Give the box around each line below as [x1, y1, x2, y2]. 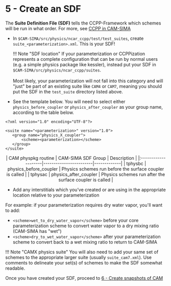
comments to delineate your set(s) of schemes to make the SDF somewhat [5, 259, 162, 266]
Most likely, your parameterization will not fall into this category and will [12, 78, 163, 84]
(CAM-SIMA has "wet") [12, 228, 62, 234]
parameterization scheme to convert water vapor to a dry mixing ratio [12, 223, 159, 229]
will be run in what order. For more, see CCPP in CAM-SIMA [5, 25, 131, 31]
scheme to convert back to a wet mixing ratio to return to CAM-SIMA [12, 239, 157, 245]
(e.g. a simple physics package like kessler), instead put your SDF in [12, 61, 157, 67]
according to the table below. [12, 109, 74, 115]
